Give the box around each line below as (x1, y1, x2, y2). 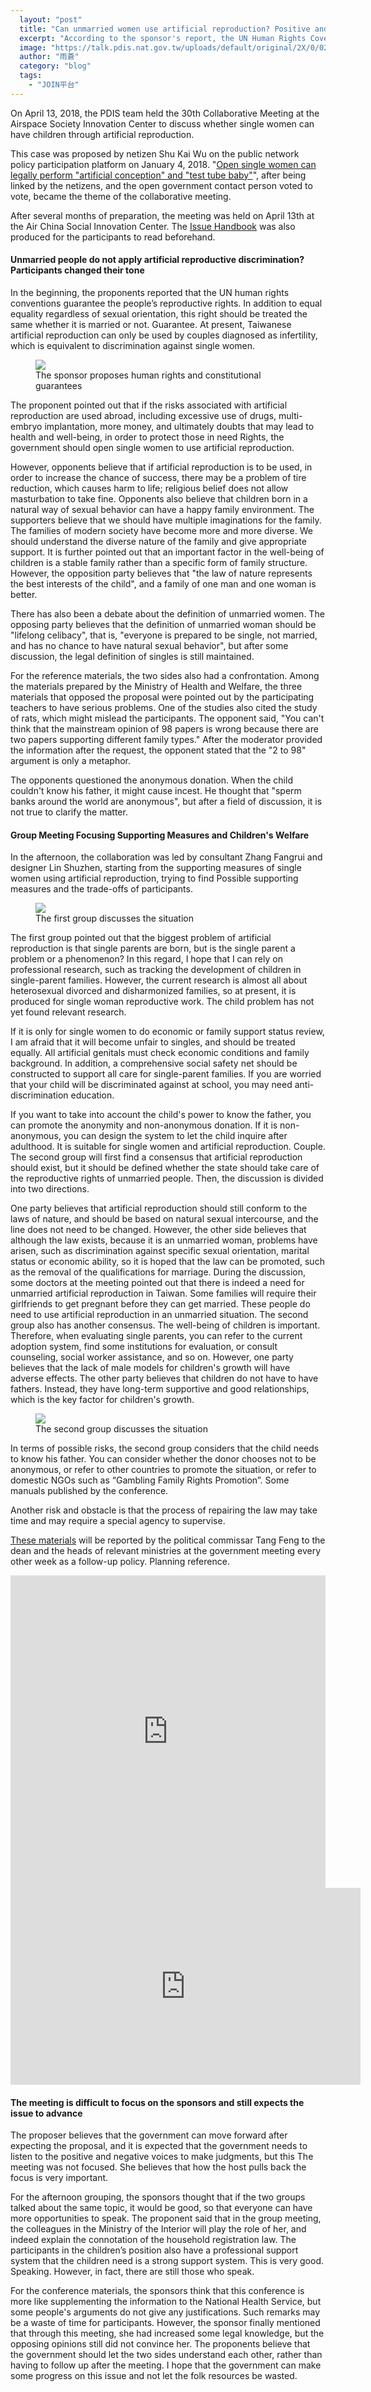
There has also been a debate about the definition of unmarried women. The (10, 607, 325, 620)
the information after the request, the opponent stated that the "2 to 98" (10, 744, 307, 756)
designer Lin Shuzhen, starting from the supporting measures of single (10, 862, 302, 874)
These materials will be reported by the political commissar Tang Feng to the (10, 1534, 326, 1546)
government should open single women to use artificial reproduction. (10, 441, 295, 453)
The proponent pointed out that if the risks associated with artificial (10, 399, 288, 411)
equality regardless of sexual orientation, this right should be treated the (10, 307, 308, 320)
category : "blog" (19, 61, 92, 71)
